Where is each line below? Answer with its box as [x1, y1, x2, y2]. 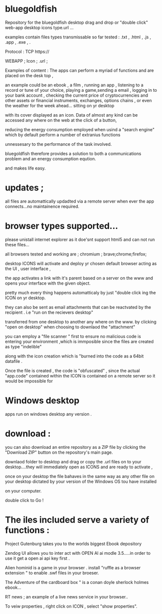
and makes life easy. [5, 165, 46, 171]
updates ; [5, 182, 44, 193]
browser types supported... [5, 221, 118, 232]
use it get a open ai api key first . [5, 555, 70, 561]
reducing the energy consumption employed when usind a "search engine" [5, 126, 155, 132]
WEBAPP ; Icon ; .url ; [5, 58, 48, 64]
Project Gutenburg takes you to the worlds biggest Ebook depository [5, 541, 142, 546]
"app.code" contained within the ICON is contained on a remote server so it [5, 373, 156, 378]
